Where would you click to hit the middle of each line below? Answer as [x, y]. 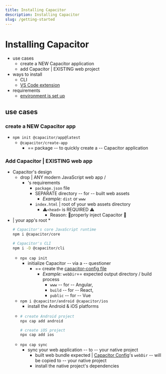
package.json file [53, 188]
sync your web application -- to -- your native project [83, 350]
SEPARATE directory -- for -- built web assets [82, 194]
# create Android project [47, 316]
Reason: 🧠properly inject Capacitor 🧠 [88, 215]
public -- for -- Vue [70, 295]
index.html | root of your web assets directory [83, 204]
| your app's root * [31, 220]
